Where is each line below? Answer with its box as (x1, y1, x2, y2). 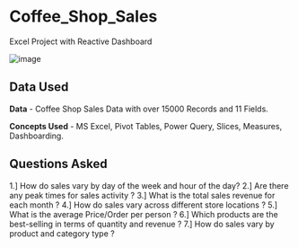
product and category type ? (9, 227, 115, 239)
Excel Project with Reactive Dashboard (9, 36, 153, 47)
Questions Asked (9, 156, 108, 172)
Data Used (9, 79, 69, 95)
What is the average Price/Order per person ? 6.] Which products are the (9, 208, 278, 219)
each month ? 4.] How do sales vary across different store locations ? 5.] (9, 199, 278, 210)
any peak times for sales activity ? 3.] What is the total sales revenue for (9, 190, 276, 200)
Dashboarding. (9, 130, 65, 141)
